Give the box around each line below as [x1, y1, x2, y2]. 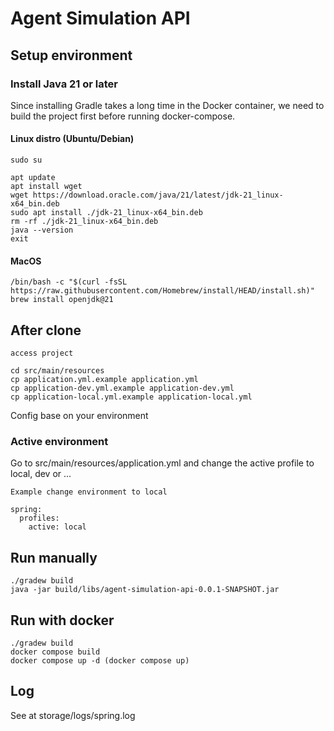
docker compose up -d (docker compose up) [10, 656, 190, 666]
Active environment [10, 435, 109, 449]
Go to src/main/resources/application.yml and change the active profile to [10, 457, 315, 469]
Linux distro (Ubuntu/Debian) [10, 133, 135, 145]
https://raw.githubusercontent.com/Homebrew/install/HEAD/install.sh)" [10, 286, 315, 296]
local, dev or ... [10, 468, 72, 480]
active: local [28, 522, 87, 532]
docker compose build [10, 647, 101, 657]
